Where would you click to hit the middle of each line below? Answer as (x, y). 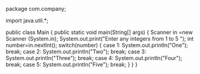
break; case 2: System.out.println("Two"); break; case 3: (76, 52)
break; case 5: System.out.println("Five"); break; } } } (72, 64)
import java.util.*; (27, 20)
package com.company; (36, 9)
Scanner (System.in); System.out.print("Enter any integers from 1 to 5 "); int (100, 39)
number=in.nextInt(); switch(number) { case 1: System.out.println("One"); (97, 45)
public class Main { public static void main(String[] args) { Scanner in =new (99, 32)
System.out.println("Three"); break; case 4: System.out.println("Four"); (94, 58)
